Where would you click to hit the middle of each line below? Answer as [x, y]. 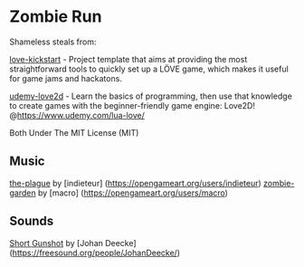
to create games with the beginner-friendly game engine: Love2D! [133, 105]
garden [23, 193]
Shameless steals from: [53, 42]
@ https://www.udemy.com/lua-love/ [77, 115]
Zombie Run [56, 17]
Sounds [32, 221]
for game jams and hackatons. [66, 78]
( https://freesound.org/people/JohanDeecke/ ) [95, 253]
